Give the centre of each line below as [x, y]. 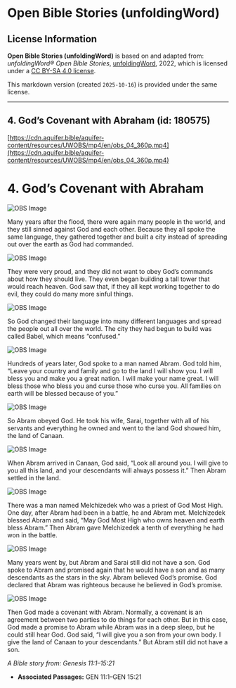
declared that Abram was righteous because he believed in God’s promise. [115, 584]
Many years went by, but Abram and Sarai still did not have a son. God [109, 562]
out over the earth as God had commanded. [71, 244]
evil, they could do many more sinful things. [70, 294]
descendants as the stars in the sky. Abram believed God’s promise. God [112, 577]
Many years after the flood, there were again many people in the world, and [117, 221]
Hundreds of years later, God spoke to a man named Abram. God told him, [114, 363]
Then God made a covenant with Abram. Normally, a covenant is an [105, 612]
